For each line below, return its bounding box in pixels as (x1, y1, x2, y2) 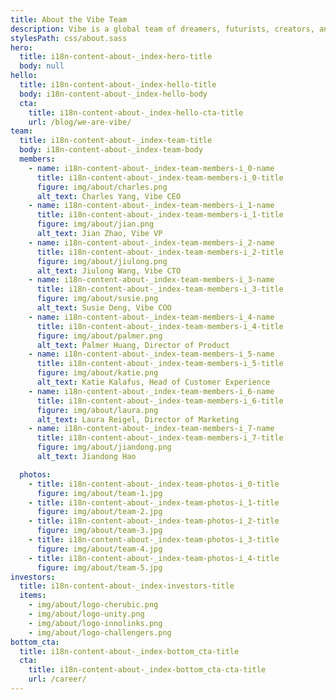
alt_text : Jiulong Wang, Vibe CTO (36, 266, 182, 276)
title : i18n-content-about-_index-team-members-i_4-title (36, 321, 284, 331)
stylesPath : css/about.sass (10, 33, 128, 43)
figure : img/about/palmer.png (36, 331, 163, 341)
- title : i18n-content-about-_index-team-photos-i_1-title (28, 497, 280, 508)
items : (19, 591, 47, 601)
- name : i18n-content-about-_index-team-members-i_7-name (28, 424, 275, 434)
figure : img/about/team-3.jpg (36, 526, 163, 536)
